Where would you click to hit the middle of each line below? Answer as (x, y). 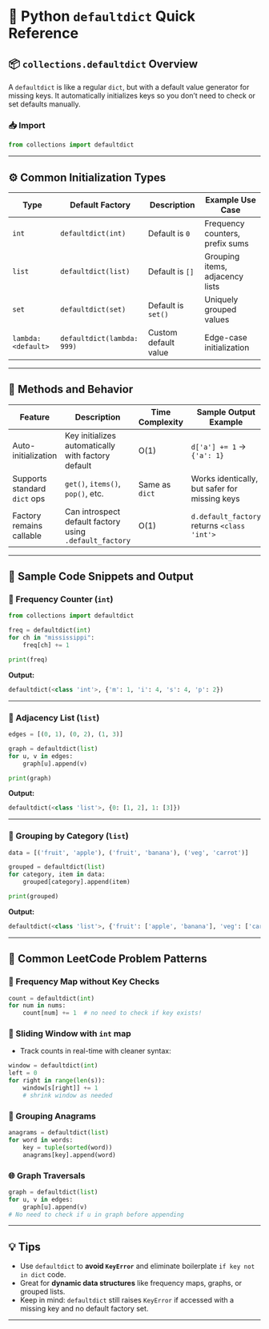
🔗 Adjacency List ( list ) (54, 717)
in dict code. (43, 1275)
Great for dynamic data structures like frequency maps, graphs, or (131, 1283)
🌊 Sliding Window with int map (70, 1034)
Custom (163, 332)
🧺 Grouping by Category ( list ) (69, 836)
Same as (155, 484)
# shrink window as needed (68, 1095)
